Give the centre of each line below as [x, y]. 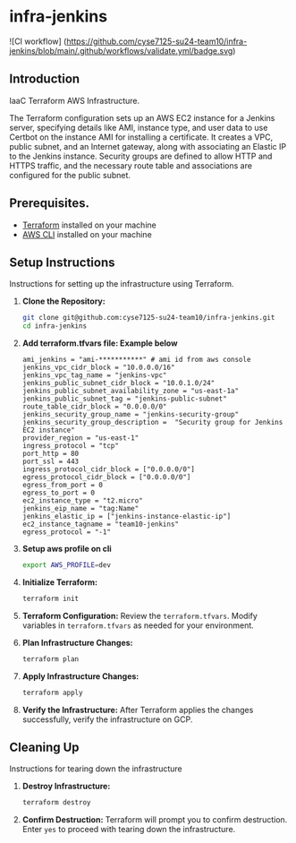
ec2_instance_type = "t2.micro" [82, 501]
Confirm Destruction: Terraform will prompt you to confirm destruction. [155, 820]
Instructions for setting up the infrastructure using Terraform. [122, 284]
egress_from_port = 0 [62, 486]
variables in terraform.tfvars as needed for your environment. [138, 625]
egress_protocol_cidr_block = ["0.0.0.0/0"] [106, 477]
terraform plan [51, 659]
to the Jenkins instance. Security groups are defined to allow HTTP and [141, 156]
